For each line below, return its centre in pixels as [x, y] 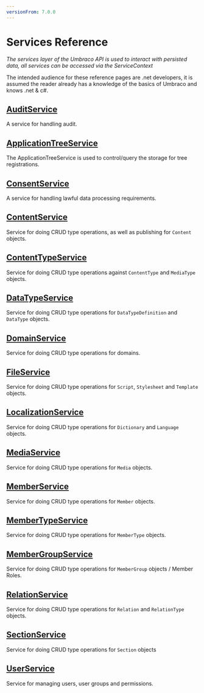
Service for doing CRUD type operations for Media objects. [79, 467]
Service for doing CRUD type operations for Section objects [81, 649]
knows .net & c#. [27, 90]
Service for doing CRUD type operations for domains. [73, 353]
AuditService [32, 109]
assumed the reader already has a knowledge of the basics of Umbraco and [102, 84]
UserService [30, 669]
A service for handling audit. [42, 124]
